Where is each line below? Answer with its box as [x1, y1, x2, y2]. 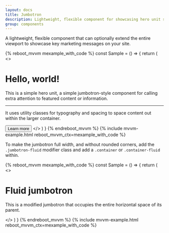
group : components [5, 21, 44, 27]
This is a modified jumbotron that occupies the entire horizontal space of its [5, 202, 162, 208]
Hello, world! [5, 74, 60, 85]
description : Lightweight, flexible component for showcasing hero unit [5, 17, 161, 22]
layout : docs [5, 7, 33, 13]
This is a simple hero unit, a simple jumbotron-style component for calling [5, 90, 158, 96]
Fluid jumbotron [5, 185, 73, 197]
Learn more [8, 126, 30, 132]
